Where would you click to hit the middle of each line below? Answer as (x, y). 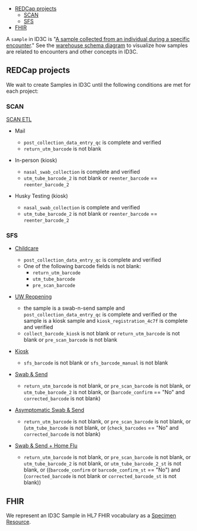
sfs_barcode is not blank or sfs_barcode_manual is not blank (96, 363)
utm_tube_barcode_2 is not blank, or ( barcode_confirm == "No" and (104, 392)
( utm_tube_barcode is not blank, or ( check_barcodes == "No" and (101, 428)
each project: (22, 91)
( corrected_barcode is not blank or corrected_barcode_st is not (100, 476)
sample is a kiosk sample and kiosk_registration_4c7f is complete (106, 321)
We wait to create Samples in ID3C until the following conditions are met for (99, 84)
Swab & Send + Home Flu (46, 446)
